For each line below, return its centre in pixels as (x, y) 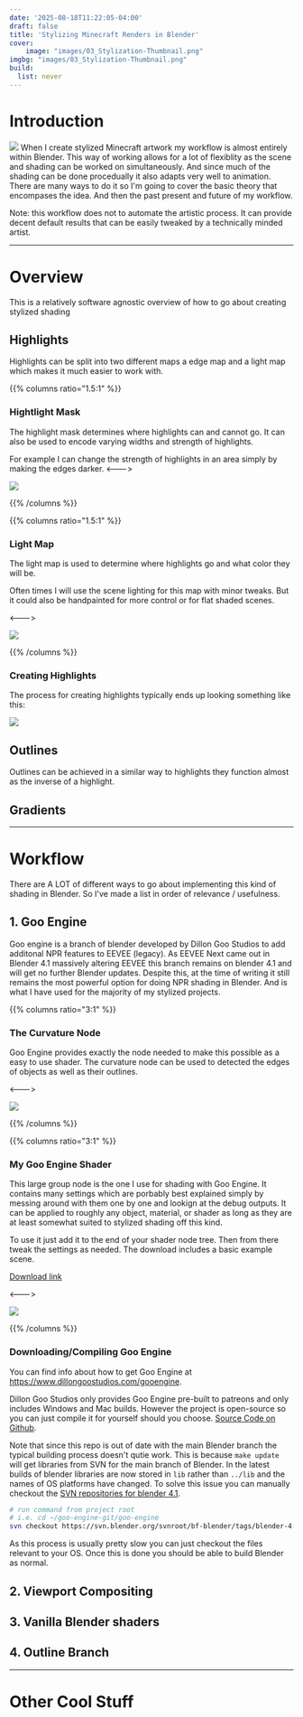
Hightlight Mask (45, 412)
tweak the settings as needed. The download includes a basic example (141, 1250)
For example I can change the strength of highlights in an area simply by (143, 459)
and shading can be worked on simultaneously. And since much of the (140, 166)
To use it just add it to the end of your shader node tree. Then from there (144, 1240)
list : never (40, 77)
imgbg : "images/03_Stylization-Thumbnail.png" (98, 60)
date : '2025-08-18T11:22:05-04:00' (76, 18)
